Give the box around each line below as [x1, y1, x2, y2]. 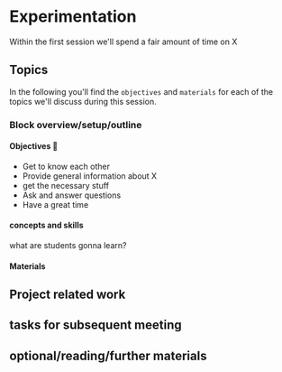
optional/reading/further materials [9, 348, 207, 363]
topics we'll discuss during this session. [9, 96, 157, 107]
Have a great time [22, 199, 89, 209]
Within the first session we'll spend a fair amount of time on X [9, 36, 238, 47]
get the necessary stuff [22, 180, 110, 191]
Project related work [9, 287, 126, 302]
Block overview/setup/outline [9, 118, 142, 131]
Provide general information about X [22, 170, 158, 181]
